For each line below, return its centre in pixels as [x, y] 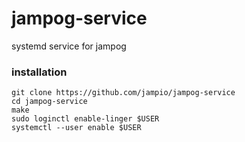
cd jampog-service [49, 102]
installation [39, 72]
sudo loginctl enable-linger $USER [85, 119]
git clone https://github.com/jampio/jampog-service [123, 93]
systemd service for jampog [69, 46]
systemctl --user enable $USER [76, 128]
